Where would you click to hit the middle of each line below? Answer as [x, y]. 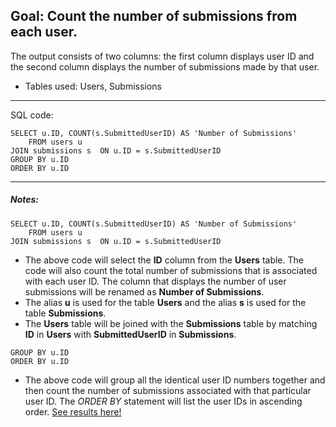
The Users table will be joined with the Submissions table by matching [171, 323]
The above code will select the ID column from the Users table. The [164, 260]
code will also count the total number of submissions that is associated [171, 270]
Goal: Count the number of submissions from [154, 16]
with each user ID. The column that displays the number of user [155, 281]
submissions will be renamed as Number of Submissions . [144, 291]
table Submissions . [65, 313]
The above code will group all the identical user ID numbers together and [175, 380]
